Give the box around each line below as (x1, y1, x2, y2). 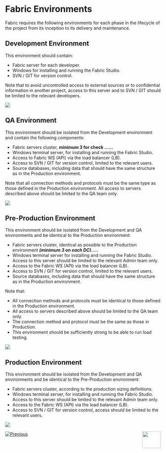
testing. (12, 334, 28, 340)
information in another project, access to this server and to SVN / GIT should (5, 87, 161, 93)
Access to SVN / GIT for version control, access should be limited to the (12, 407, 159, 413)
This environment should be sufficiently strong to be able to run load (12, 329, 152, 335)
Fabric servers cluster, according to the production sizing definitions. (12, 386, 153, 392)
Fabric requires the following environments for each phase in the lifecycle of (5, 20, 161, 26)
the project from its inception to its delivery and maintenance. (5, 25, 130, 31)
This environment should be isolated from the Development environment (5, 129, 153, 135)
